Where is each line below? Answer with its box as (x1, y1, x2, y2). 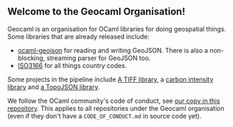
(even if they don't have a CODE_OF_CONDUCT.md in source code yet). (7, 111, 202, 120)
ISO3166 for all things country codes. (17, 61, 127, 70)
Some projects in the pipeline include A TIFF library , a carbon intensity (7, 75, 214, 83)
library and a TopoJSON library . (7, 82, 100, 91)
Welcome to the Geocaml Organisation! (7, 6, 186, 18)
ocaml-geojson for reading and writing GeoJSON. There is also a (17, 46, 209, 54)
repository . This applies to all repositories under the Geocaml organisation (7, 103, 224, 113)
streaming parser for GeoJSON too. (46, 54, 151, 62)
